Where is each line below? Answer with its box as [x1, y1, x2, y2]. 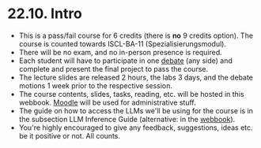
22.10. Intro [7, 5, 82, 23]
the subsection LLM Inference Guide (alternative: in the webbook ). [18, 114, 236, 124]
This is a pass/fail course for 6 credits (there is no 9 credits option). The [18, 31, 254, 40]
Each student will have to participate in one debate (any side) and [18, 56, 233, 65]
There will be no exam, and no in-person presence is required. [18, 47, 222, 57]
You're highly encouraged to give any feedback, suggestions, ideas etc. [18, 123, 254, 132]
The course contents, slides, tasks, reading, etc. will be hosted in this [18, 89, 244, 98]
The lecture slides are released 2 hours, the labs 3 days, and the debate [18, 72, 254, 82]
